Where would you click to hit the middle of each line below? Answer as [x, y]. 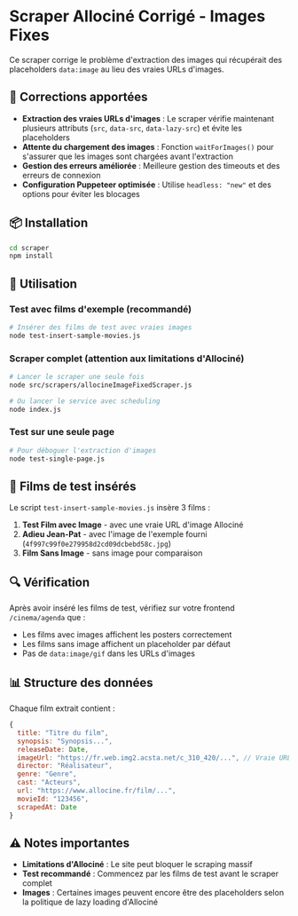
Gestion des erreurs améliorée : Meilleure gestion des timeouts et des [151, 165]
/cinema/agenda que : [47, 618]
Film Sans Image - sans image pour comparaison [112, 553]
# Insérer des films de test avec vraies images [101, 328]
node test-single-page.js [57, 459]
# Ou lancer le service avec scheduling [85, 401]
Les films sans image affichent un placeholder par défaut [126, 644]
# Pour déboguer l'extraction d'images [83, 450]
